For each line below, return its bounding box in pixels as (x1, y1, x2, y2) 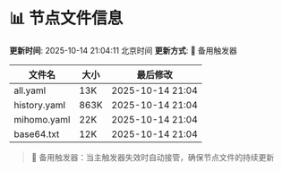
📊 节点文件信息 (9, 8, 124, 29)
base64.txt (13, 127, 60, 140)
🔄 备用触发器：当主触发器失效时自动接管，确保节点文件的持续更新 (30, 151, 275, 162)
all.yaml (13, 84, 47, 97)
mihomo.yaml (13, 113, 71, 125)
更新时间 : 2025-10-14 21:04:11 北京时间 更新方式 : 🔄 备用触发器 (9, 45, 237, 56)
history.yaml (13, 98, 65, 111)
